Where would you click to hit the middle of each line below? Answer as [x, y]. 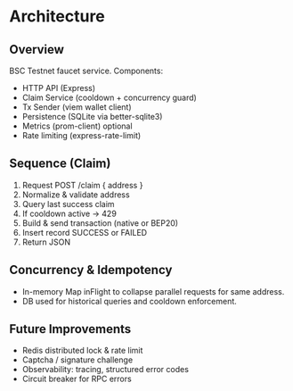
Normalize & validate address [76, 195]
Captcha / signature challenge [77, 360]
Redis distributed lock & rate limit [82, 351]
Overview [37, 50]
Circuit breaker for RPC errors [77, 379]
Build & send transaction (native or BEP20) [100, 223]
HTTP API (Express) [59, 88]
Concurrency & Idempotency [91, 270]
